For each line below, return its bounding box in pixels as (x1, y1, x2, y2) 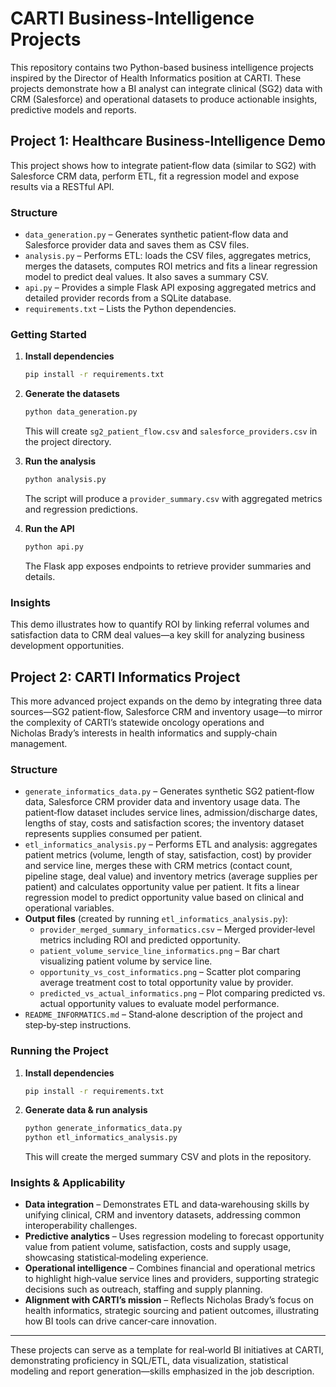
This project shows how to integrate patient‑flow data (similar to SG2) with (10, 159, 317, 171)
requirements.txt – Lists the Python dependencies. (24, 303, 237, 315)
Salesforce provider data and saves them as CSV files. (24, 239, 250, 251)
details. (24, 570, 56, 582)
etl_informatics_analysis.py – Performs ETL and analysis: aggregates (24, 838, 318, 851)
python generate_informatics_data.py (24, 1123, 183, 1134)
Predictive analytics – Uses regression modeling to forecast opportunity (24, 1230, 325, 1242)
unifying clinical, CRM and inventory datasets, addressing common (24, 1209, 301, 1221)
